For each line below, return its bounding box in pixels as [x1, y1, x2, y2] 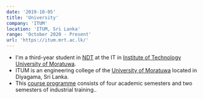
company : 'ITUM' [6, 20, 48, 26]
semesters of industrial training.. [15, 86, 97, 93]
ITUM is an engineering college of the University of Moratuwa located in [15, 67, 197, 73]
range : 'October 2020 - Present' [6, 32, 92, 38]
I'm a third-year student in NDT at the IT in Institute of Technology [15, 54, 182, 61]
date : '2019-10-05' [6, 9, 56, 15]
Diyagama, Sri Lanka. [15, 73, 69, 80]
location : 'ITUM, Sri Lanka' [6, 26, 81, 32]
